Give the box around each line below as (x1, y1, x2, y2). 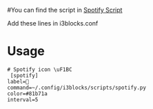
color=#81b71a (7, 90, 48, 97)
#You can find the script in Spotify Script (7, 6, 123, 14)
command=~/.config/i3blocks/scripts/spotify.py (7, 84, 147, 91)
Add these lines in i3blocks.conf (7, 19, 99, 27)
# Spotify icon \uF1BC (7, 66, 72, 73)
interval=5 (7, 96, 39, 103)
